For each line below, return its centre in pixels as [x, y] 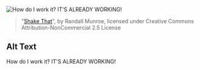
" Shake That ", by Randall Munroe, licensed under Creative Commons [108, 21]
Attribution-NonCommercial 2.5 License [71, 28]
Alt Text [21, 47]
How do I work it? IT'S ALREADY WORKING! [61, 61]
